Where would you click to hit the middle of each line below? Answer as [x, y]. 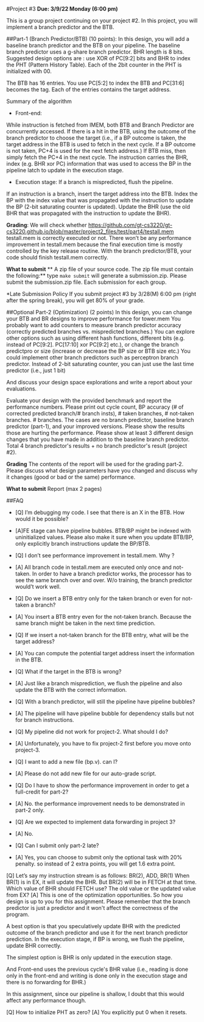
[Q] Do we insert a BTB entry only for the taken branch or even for [98, 598]
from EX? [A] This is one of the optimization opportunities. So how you [95, 895]
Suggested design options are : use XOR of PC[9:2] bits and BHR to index [98, 58]
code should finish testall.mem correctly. [57, 257]
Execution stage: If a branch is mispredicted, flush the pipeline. [94, 182]
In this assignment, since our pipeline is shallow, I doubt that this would [95, 994]
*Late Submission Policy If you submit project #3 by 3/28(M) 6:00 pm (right [101, 294]
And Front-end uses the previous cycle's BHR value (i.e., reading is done [97, 969]
